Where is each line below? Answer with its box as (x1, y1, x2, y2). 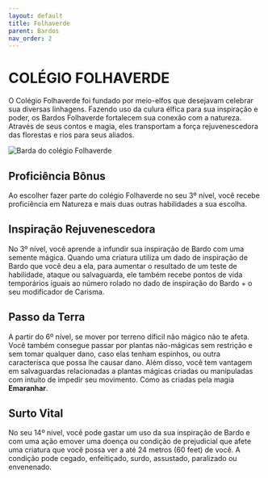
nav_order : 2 (8, 34, 52, 43)
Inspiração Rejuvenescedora (8, 223, 156, 237)
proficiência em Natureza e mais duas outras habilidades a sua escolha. (8, 199, 248, 208)
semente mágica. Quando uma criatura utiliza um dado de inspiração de (8, 252, 249, 262)
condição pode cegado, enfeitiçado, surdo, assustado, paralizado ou (8, 454, 237, 463)
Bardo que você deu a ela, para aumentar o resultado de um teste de (8, 261, 237, 270)
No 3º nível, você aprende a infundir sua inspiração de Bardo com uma (8, 244, 245, 254)
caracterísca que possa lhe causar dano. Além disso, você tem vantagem (8, 357, 253, 367)
